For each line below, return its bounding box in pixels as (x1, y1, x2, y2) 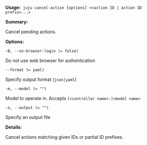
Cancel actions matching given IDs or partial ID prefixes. (5, 134, 124, 140)
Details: (5, 124, 22, 130)
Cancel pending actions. (5, 29, 57, 35)
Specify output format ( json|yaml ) (5, 76, 77, 82)
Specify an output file (5, 114, 51, 120)
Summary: (5, 19, 28, 25)
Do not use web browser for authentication (5, 57, 95, 64)
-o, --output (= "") (5, 105, 50, 110)
